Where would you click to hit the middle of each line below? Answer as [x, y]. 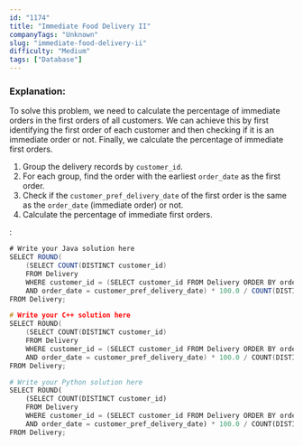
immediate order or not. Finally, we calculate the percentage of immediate [147, 140]
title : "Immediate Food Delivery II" [80, 26]
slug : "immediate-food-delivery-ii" [78, 43]
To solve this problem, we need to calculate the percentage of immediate [145, 111]
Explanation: [37, 91]
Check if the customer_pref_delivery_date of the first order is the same [154, 196]
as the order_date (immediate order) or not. [103, 205]
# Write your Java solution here [72, 249]
